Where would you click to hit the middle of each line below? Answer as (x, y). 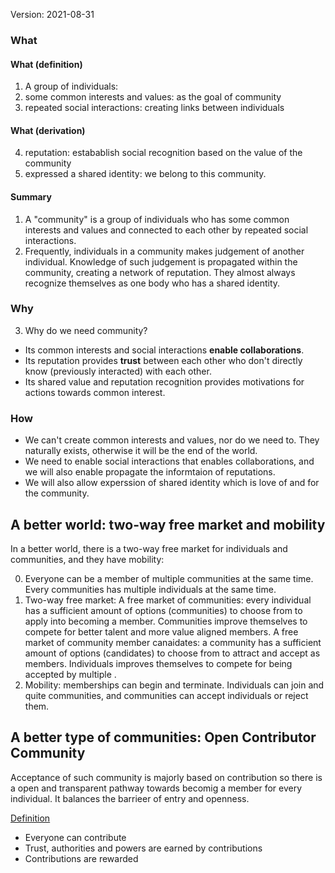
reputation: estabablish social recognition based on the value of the (163, 153)
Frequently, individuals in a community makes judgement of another (164, 251)
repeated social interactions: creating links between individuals (154, 108)
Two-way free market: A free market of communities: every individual (168, 600)
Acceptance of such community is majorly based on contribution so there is (166, 777)
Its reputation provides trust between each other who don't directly (163, 360)
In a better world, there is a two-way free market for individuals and (149, 548)
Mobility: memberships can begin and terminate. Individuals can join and (174, 685)
